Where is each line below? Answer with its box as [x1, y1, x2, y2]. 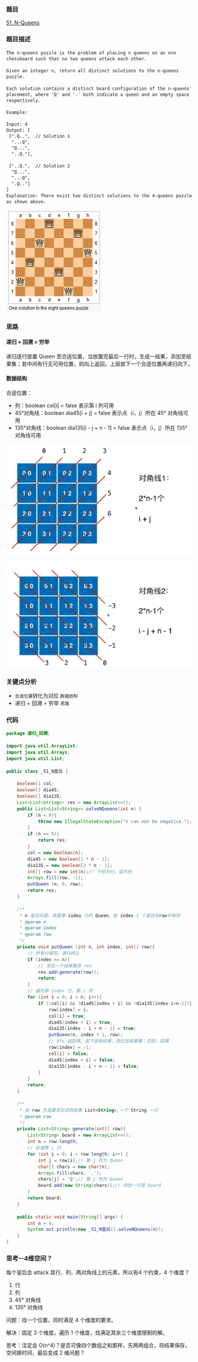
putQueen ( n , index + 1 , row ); [48, 1032, 123, 1038]
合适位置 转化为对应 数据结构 [14, 692, 78, 699]
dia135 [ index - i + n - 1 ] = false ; [48, 1063, 139, 1069]
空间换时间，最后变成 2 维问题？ [6, 1349, 85, 1357]
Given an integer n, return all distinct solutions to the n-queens [6, 67, 179, 74]
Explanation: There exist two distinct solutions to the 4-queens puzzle [6, 192, 193, 199]
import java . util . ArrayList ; [6, 743, 78, 749]
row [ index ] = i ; [48, 1007, 89, 1013]
